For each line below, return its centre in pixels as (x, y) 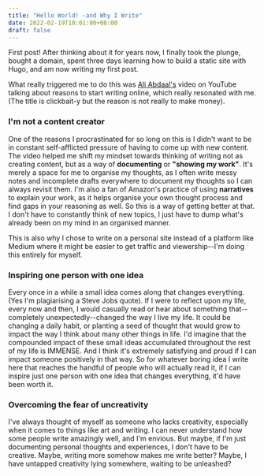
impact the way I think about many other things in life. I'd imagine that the (127, 334)
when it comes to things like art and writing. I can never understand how (125, 430)
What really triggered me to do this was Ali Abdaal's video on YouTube (123, 84)
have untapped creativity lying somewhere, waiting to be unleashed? (120, 464)
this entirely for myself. (45, 255)
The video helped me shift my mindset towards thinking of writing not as (126, 155)
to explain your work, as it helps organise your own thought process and (125, 197)
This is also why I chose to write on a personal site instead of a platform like (131, 238)
